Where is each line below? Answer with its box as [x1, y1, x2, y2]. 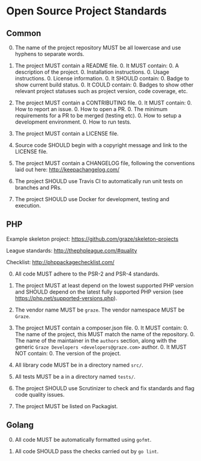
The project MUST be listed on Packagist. [14, 402, 118, 409]
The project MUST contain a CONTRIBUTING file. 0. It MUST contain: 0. [14, 99, 192, 106]
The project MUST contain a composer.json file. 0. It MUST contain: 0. [14, 324, 189, 331]
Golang [6, 420, 34, 430]
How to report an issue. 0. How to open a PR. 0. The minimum [14, 106, 168, 112]
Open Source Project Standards [6, 4, 167, 18]
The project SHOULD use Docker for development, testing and [14, 196, 170, 202]
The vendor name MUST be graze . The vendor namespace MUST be [14, 306, 185, 313]
